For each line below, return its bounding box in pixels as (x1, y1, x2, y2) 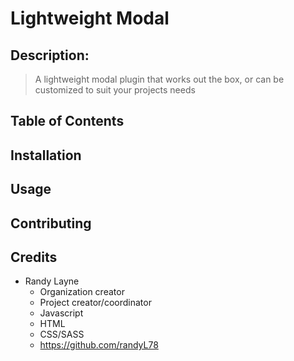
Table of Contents (10, 113, 125, 130)
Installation (10, 147, 82, 164)
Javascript (39, 307, 84, 319)
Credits (10, 248, 58, 266)
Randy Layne (24, 275, 80, 287)
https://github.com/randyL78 (39, 339, 159, 351)
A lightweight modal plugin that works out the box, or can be (34, 73, 285, 85)
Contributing (10, 215, 92, 232)
